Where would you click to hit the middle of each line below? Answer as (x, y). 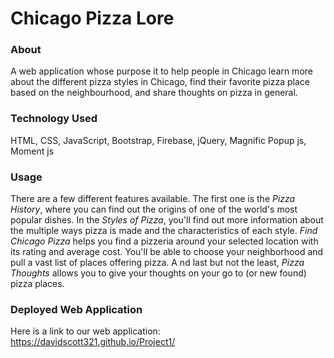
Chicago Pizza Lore (92, 18)
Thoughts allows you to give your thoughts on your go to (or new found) (158, 273)
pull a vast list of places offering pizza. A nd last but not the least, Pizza (157, 263)
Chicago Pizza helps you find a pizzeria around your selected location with (164, 241)
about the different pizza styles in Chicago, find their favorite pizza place (160, 82)
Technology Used (54, 119)
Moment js (32, 151)
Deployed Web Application (76, 309)
